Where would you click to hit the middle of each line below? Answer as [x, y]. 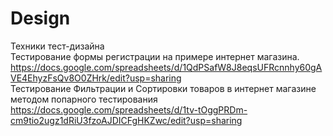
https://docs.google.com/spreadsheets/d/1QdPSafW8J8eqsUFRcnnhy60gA [166, 67]
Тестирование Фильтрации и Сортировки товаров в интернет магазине [163, 88]
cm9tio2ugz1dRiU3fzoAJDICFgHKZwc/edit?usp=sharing [126, 120]
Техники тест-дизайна [57, 46]
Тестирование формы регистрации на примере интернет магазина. [155, 56]
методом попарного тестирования [84, 99]
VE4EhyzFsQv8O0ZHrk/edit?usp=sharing [96, 78]
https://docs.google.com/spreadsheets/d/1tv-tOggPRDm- [129, 109]
